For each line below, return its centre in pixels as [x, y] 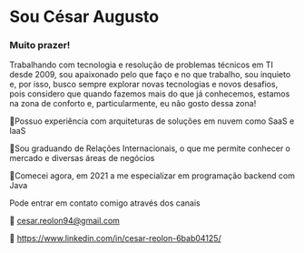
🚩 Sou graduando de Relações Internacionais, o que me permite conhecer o [150, 148]
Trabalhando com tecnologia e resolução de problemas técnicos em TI [142, 65]
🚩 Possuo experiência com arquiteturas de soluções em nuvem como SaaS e [152, 121]
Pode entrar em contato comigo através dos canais [105, 203]
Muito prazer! [40, 46]
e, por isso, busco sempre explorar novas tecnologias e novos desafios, [144, 85]
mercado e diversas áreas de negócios [82, 158]
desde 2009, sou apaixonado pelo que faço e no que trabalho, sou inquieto [150, 75]
